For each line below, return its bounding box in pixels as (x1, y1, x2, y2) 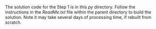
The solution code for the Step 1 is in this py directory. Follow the (5, 4, 135, 10)
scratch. (5, 19, 22, 25)
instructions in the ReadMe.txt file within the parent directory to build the (5, 9, 152, 15)
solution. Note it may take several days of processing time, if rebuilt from (5, 14, 152, 20)
